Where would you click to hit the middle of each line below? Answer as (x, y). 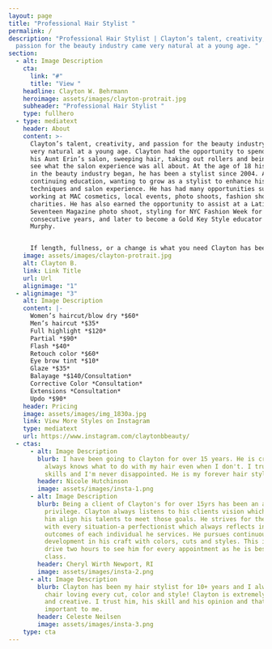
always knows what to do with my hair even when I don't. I (148, 466)
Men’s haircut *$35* (64, 324)
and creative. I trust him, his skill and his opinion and (146, 602)
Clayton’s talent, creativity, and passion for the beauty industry (148, 144)
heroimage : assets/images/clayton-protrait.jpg (104, 99)
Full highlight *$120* (68, 331)
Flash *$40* (50, 346)
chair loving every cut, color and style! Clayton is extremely (155, 594)
